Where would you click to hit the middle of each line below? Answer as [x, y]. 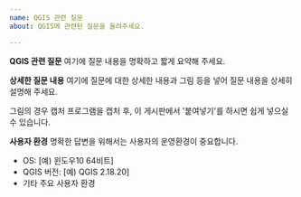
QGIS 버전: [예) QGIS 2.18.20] [76, 172]
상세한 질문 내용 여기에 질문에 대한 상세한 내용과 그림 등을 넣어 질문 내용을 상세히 [151, 80]
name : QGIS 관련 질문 [46, 18]
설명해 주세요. [34, 91]
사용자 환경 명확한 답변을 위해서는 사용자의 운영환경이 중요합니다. [124, 141]
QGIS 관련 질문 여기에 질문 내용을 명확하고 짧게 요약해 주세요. [118, 61]
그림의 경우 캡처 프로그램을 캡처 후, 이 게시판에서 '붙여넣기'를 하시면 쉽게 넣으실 [149, 110]
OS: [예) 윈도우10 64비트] [68, 160]
